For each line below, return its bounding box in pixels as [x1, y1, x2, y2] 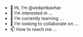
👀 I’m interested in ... [10, 10, 53, 16]
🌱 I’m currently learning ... [10, 15, 64, 21]
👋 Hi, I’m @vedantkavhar [10, 5, 61, 10]
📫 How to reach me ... [10, 26, 57, 32]
